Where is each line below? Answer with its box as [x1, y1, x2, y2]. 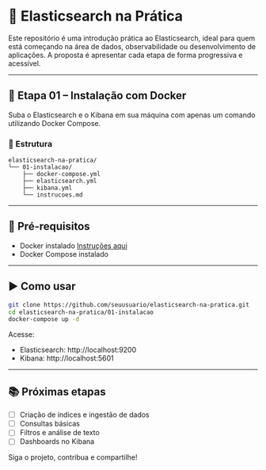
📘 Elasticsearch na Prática [8, 7, 184, 25]
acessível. [8, 59, 41, 68]
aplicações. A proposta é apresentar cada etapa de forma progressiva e [8, 50, 243, 59]
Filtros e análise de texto [19, 428, 101, 438]
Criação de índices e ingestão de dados [19, 410, 150, 419]
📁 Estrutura [8, 138, 53, 149]
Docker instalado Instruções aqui [19, 241, 128, 250]
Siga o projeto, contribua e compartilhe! [8, 453, 138, 462]
